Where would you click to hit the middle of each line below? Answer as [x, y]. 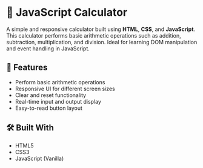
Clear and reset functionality [51, 95]
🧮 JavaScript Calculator [67, 12]
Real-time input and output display [58, 101]
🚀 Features [27, 68]
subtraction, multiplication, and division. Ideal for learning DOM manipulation [102, 42]
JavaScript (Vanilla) [39, 158]
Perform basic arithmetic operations [60, 82]
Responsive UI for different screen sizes [65, 89]
